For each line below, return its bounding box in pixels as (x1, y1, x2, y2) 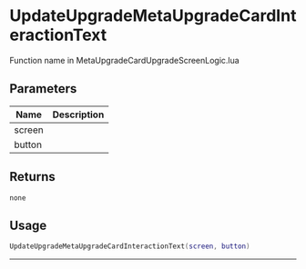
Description (52, 108, 105, 121)
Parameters (9, 81, 77, 96)
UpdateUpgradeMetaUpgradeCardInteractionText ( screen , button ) (9, 242, 250, 251)
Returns (9, 169, 56, 184)
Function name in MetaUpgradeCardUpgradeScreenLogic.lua (9, 55, 240, 65)
